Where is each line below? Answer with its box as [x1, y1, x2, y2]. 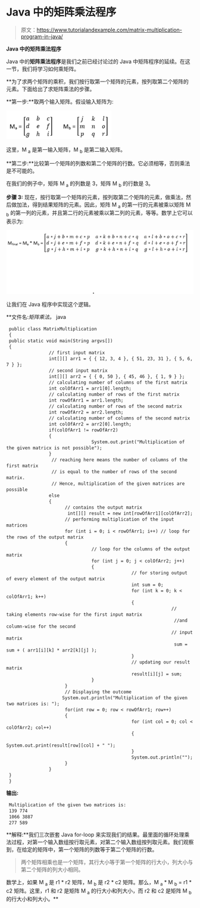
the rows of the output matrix [6, 534, 84, 540]
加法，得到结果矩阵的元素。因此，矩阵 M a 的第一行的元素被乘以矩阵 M [16, 201, 191, 209]
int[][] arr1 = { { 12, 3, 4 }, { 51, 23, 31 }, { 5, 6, [48, 355, 193, 362]
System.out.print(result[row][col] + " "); [6, 742, 116, 749]
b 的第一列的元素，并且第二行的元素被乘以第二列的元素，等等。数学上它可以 [6, 209, 193, 218]
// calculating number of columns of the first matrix [48, 379, 187, 386]
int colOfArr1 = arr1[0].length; [48, 385, 132, 392]
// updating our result [131, 659, 190, 665]
